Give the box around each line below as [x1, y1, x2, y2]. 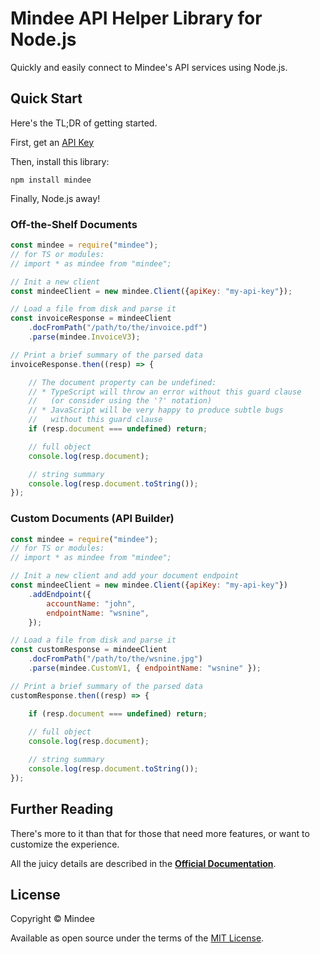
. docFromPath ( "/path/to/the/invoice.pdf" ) [28, 323, 208, 333]
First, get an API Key [10, 136, 95, 148]
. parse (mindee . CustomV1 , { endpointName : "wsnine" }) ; [28, 663, 262, 674]
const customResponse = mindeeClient [10, 645, 168, 655]
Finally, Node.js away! [10, 192, 101, 204]
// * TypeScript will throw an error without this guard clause [28, 387, 302, 397]
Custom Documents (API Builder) [10, 512, 175, 526]
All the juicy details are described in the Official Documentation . [10, 857, 277, 869]
